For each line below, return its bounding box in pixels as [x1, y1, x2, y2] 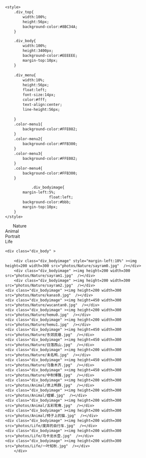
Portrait [5, 233, 21, 239]
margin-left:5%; [23, 190, 56, 195]
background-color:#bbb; [23, 200, 71, 204]
